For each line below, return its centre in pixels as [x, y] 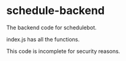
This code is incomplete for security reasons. [63, 51]
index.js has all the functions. [43, 39]
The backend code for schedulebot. [51, 27]
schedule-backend [56, 11]
